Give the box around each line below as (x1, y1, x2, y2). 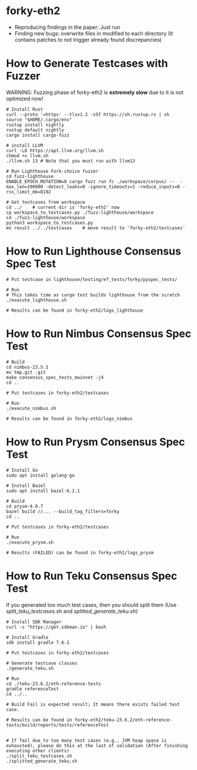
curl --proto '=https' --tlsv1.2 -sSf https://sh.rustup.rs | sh (6, 111, 169, 117)
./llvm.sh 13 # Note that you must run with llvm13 (6, 158, 135, 164)
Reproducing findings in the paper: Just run (14, 24, 121, 31)
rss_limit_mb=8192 (6, 189, 51, 195)
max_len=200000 (6, 184, 44, 190)
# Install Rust (6, 106, 44, 113)
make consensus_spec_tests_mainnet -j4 (6, 374, 104, 381)
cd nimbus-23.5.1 (6, 364, 49, 370)
